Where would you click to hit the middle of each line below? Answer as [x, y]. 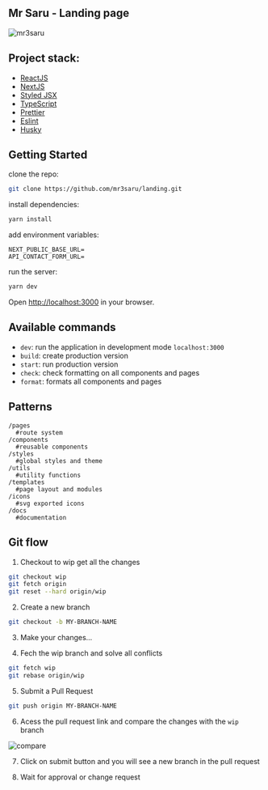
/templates [27, 482]
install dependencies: [44, 205]
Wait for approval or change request [80, 777]
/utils [19, 468]
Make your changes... [56, 637]
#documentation [41, 517]
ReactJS [34, 78]
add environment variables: [54, 235]
